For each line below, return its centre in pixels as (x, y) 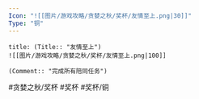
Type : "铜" (26, 23)
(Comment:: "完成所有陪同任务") (58, 71)
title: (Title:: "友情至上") (55, 47)
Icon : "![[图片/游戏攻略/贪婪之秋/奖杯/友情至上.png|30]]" (100, 16)
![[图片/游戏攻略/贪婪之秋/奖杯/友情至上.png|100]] (87, 56)
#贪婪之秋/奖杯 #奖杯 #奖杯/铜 (59, 87)
